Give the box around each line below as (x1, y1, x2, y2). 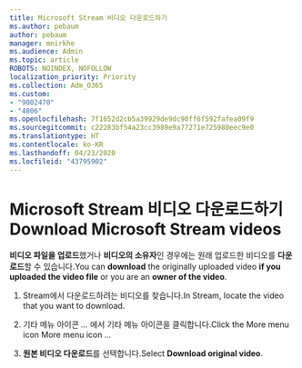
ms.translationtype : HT (9, 132, 100, 141)
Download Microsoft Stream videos (9, 219, 282, 239)
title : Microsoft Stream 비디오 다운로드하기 (9, 13, 168, 23)
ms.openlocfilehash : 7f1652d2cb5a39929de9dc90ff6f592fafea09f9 (9, 114, 255, 124)
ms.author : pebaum (9, 22, 79, 31)
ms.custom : (9, 89, 51, 98)
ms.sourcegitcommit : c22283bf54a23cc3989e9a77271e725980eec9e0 (9, 124, 255, 133)
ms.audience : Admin (9, 47, 84, 56)
